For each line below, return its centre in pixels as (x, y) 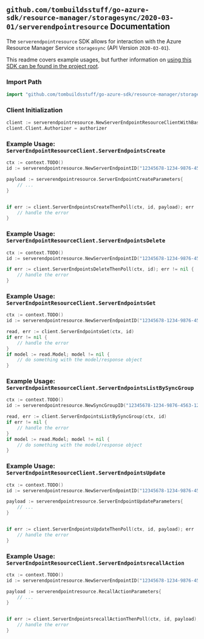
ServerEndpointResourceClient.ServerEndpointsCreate (86, 150)
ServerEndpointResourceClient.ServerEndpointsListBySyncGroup (100, 388)
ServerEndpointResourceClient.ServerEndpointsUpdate (86, 473)
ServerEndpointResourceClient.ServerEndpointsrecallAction (95, 563)
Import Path (24, 82)
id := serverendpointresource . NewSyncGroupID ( (66, 406)
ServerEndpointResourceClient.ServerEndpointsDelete (86, 241)
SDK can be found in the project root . (53, 66)
